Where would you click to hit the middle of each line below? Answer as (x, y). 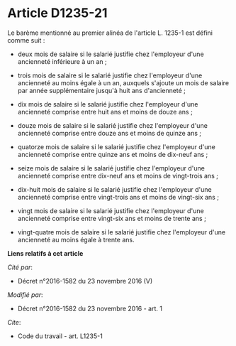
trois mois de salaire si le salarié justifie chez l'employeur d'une (110, 75)
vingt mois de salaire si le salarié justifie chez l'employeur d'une (111, 210)
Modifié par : (26, 294)
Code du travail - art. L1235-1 (60, 336)
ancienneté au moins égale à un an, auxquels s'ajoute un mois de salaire (123, 82)
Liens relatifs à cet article (45, 253)
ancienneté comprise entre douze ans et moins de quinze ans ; (109, 133)
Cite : (14, 322)
